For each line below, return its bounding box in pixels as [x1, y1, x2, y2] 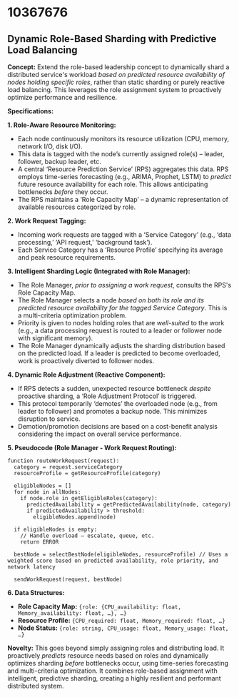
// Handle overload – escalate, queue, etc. [20, 532, 155, 539]
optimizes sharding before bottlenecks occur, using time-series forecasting [7, 659, 229, 667]
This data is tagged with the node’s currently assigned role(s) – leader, [17, 150, 225, 158]
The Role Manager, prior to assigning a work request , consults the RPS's [17, 281, 232, 289]
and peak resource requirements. [17, 253, 116, 261]
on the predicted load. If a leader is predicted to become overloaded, [17, 349, 221, 357]
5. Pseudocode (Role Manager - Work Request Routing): [7, 444, 177, 452]
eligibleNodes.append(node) [33, 514, 116, 521]
